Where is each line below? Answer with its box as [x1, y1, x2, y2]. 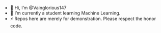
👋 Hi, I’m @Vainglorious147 [10, 5, 67, 10]
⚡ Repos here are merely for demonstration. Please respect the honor [10, 15, 156, 21]
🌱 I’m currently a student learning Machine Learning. [10, 10, 121, 16]
